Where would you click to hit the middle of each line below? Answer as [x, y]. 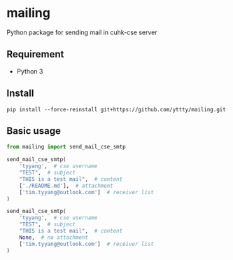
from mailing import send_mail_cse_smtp [66, 147]
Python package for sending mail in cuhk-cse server [82, 32]
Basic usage [34, 131]
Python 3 [30, 71]
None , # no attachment [54, 237]
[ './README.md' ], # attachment [66, 186]
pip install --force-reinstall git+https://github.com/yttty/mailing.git [116, 109]
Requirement [35, 54]
